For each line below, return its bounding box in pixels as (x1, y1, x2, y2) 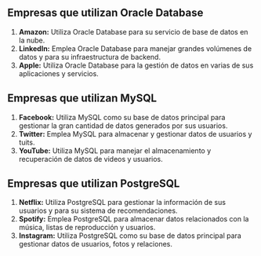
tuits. (18, 137, 35, 147)
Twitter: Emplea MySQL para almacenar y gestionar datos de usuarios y (18, 129, 252, 138)
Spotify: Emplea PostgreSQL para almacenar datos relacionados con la (18, 214, 249, 224)
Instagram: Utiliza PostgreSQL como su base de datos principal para (18, 231, 242, 240)
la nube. (18, 35, 45, 45)
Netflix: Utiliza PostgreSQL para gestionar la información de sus (18, 198, 227, 207)
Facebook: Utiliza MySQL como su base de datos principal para (18, 112, 226, 122)
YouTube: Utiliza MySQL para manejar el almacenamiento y (18, 145, 212, 155)
